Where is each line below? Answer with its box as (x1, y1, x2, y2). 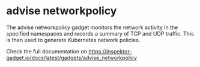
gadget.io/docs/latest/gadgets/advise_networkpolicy (6, 54, 137, 61)
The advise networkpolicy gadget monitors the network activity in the (6, 24, 178, 31)
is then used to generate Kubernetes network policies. (6, 36, 141, 43)
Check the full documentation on (6, 47, 88, 55)
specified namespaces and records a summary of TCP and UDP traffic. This (6, 30, 194, 37)
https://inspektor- (88, 47, 132, 55)
